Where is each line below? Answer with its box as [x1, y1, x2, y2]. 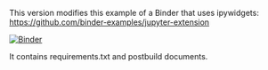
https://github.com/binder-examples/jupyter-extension [9, 17, 210, 27]
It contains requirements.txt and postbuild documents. [9, 51, 208, 61]
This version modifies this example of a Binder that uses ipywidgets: [9, 8, 260, 18]
